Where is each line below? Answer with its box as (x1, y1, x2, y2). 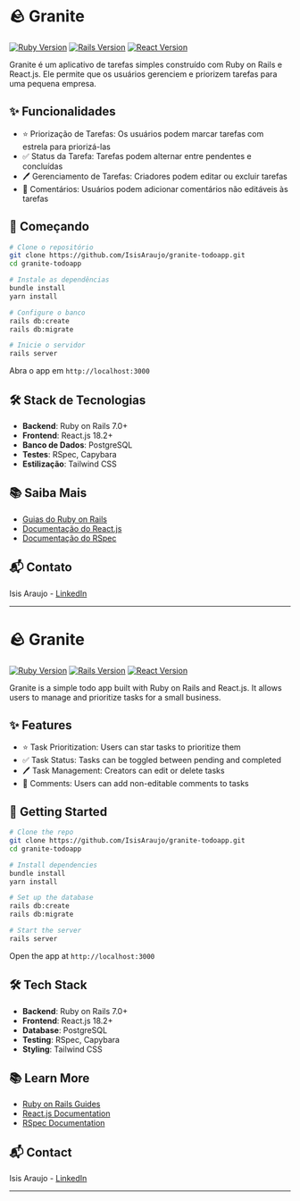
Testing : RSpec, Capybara (21, 1034, 121, 1045)
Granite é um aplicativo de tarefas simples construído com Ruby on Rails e (9, 59, 283, 70)
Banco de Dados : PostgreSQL (21, 440, 133, 450)
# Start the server (9, 926, 82, 936)
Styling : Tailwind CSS (21, 1044, 103, 1054)
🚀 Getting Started (9, 804, 108, 819)
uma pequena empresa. (9, 78, 96, 88)
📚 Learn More (9, 1071, 90, 1086)
